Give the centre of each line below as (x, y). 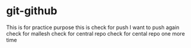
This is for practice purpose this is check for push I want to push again (93, 27)
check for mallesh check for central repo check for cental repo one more (95, 33)
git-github (32, 11)
